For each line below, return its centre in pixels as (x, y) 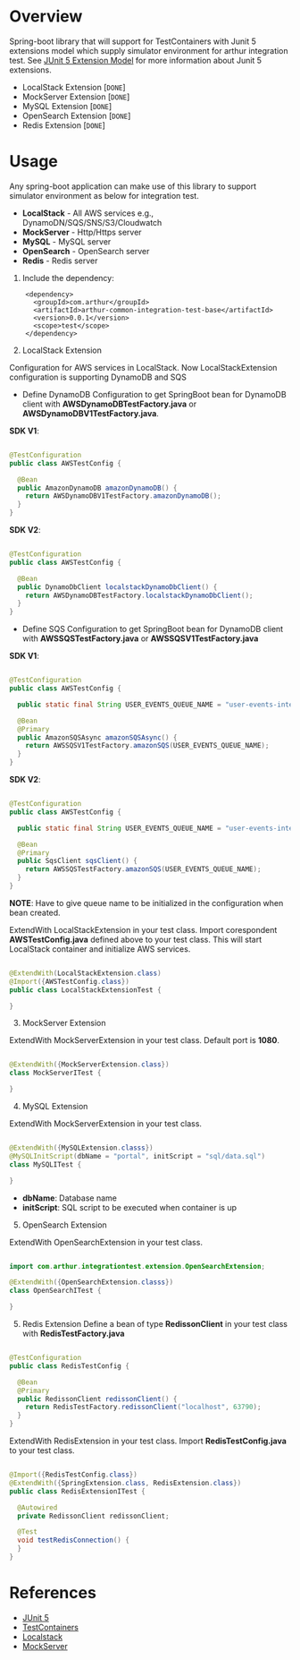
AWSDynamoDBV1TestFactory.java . (90, 413)
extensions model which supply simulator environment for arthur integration (149, 50)
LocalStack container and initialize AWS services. (100, 949)
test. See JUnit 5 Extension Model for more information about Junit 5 (135, 60)
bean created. (35, 912)
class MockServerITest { (55, 1073)
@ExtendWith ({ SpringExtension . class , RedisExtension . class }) (125, 1483)
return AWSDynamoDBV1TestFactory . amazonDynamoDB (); (123, 496)
